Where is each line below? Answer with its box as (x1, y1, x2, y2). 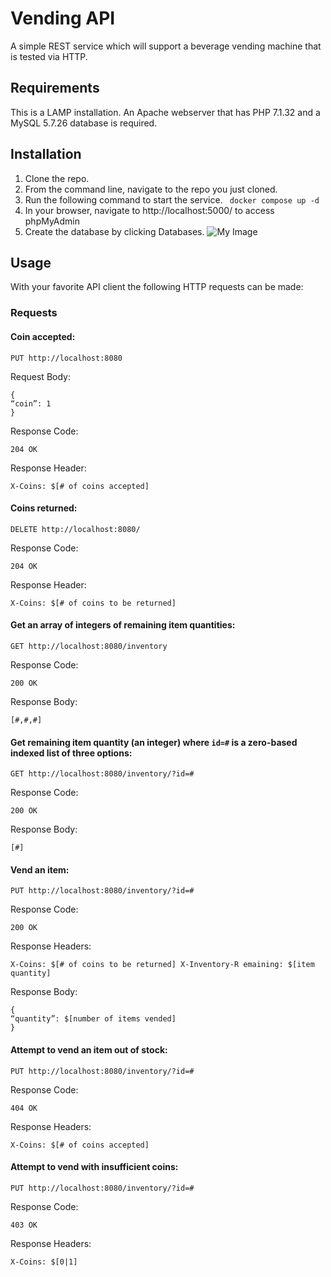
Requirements (10, 80, 100, 97)
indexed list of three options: (10, 747, 133, 759)
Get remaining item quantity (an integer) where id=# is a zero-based (10, 736, 298, 748)
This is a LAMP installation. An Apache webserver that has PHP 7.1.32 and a (10, 106, 321, 118)
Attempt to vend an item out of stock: (10, 1043, 168, 1056)
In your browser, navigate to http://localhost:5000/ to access (24, 204, 275, 216)
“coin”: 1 (10, 398, 52, 409)
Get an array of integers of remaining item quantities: (10, 619, 236, 631)
